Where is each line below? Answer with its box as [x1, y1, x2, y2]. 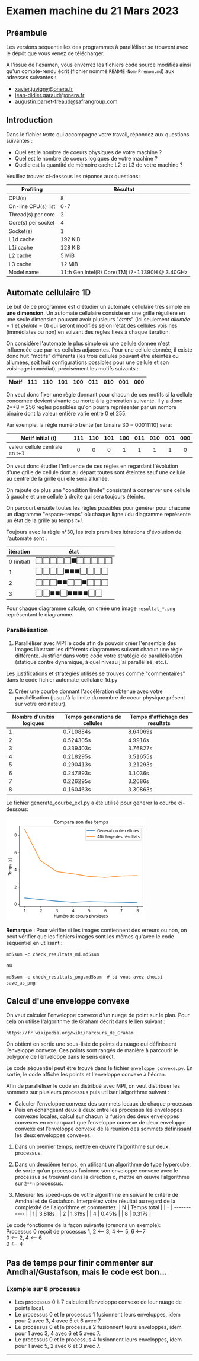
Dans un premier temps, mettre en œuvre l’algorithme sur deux [14, 1143, 169, 1151]
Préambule [6, 28, 47, 38]
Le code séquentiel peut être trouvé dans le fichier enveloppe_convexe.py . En [6, 1065, 193, 1072]
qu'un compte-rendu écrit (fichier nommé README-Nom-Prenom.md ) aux [6, 68, 175, 75]
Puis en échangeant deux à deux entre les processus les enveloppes [14, 1107, 183, 1114]
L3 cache [8, 260, 32, 267]
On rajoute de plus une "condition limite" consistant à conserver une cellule [6, 487, 191, 494]
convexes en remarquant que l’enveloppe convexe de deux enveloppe [14, 1119, 186, 1126]
